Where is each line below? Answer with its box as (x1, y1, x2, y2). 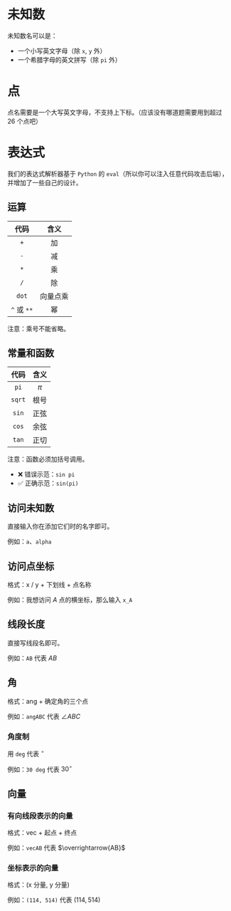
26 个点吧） (7, 117, 43, 125)
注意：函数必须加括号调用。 (7, 455, 89, 464)
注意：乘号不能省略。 (7, 324, 70, 333)
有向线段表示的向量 (7, 811, 73, 821)
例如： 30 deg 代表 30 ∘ (7, 764, 72, 774)
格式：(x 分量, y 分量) (7, 880, 70, 889)
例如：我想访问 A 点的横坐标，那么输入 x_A (7, 595, 133, 604)
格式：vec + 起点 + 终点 (7, 828, 77, 837)
